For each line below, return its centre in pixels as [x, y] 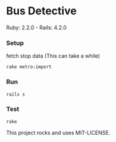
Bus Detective [42, 11]
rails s [16, 94]
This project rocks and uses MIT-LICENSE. [58, 132]
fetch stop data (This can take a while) [53, 56]
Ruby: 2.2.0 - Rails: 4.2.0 [36, 27]
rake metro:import [29, 67]
